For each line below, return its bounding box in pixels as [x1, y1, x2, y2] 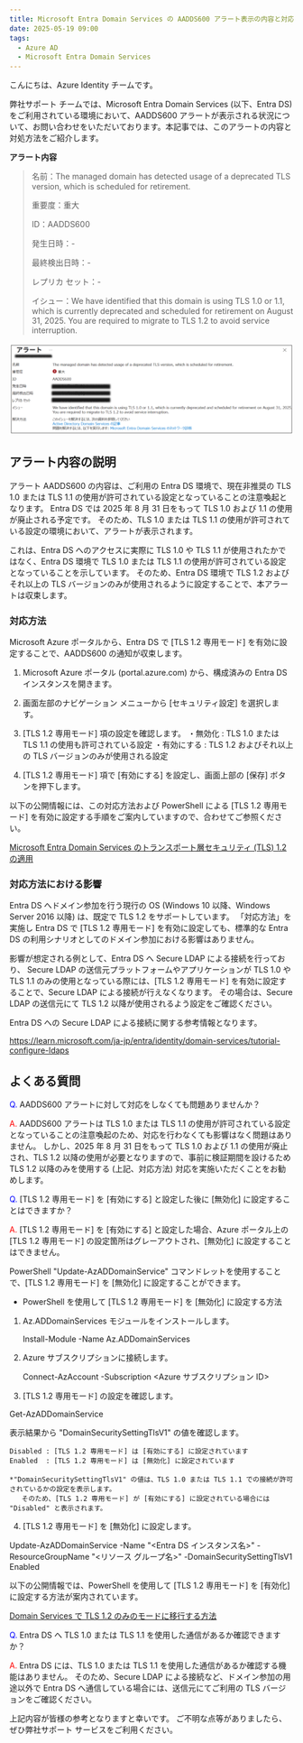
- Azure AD [17, 43, 59, 52]
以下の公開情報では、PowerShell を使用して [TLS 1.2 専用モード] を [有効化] [9, 1580, 290, 1591]
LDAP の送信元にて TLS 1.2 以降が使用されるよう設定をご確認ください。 [9, 998, 278, 1010]
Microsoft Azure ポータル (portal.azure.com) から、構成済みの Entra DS [22, 668, 288, 678]
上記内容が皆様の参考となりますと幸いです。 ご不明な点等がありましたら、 [9, 1713, 287, 1724]
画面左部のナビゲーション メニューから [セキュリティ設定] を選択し [22, 697, 272, 708]
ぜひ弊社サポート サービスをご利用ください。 [9, 1724, 178, 1736]
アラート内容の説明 [9, 455, 116, 470]
